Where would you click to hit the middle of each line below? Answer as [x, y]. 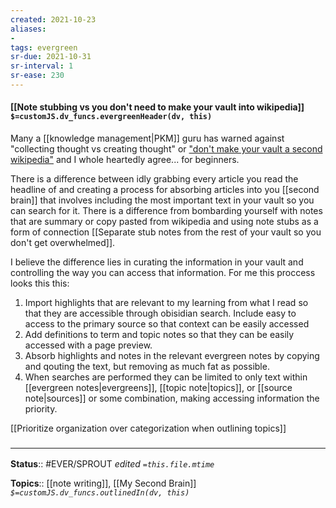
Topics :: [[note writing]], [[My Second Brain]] [103, 483]
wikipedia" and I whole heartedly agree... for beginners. [125, 160]
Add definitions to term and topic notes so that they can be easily [159, 335]
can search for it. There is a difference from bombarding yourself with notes [166, 211]
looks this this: [40, 283]
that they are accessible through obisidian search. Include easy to [160, 313]
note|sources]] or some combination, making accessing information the [172, 398]
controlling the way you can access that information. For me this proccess [163, 273]
